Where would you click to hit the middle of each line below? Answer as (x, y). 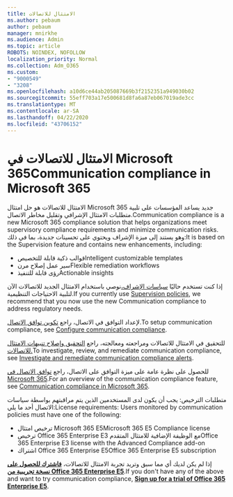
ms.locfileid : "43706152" (45, 124)
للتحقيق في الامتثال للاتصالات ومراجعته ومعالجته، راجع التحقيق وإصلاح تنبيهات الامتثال (116, 343)
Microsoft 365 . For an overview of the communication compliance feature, (113, 379)
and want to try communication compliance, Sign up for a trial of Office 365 (116, 479)
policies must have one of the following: (64, 415)
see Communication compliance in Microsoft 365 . (78, 386)
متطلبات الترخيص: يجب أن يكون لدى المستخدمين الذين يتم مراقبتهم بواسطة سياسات (117, 400)
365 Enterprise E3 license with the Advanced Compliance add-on (111, 443)
